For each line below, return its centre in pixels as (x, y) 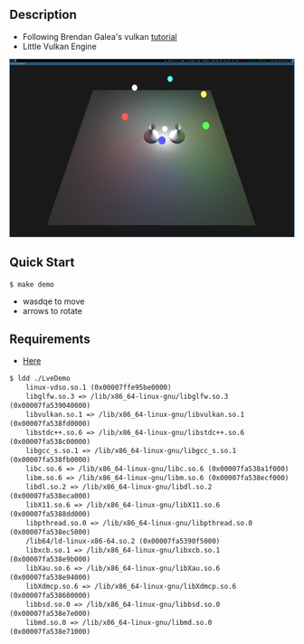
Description (43, 15)
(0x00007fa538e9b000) (50, 560)
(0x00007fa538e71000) (50, 632)
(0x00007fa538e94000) (50, 578)
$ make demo (32, 284)
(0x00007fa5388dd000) (50, 515)
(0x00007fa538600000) (50, 596)
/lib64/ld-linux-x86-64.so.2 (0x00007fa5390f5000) (123, 542)
